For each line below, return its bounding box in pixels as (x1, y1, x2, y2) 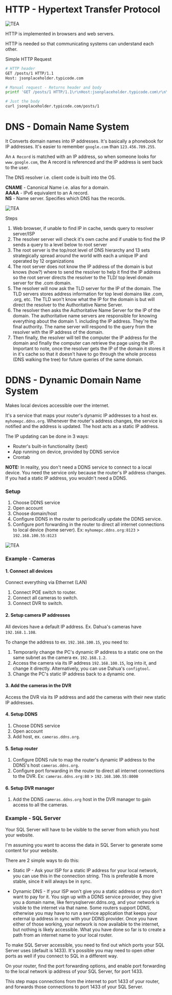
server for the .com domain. (12, 280, 72, 286)
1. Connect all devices (5, 567, 53, 574)
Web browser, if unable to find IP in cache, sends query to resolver (12, 225, 154, 231)
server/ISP (12, 230, 35, 237)
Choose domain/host (12, 510, 57, 517)
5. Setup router (5, 745, 38, 752)
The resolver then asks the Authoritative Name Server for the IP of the (12, 307, 161, 313)
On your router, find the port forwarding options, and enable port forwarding (5, 963, 166, 969)
